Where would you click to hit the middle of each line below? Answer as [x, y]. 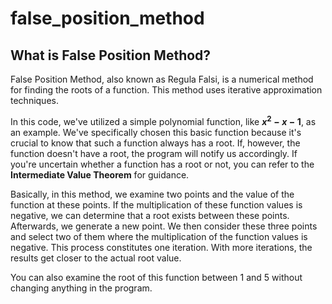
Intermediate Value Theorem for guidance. [100, 174]
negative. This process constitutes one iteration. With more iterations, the [161, 247]
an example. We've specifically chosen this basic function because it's [156, 132]
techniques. [34, 100]
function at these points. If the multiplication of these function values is [156, 204]
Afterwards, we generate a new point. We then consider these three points [164, 226]
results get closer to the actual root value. [96, 258]
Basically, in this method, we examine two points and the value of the [152, 194]
